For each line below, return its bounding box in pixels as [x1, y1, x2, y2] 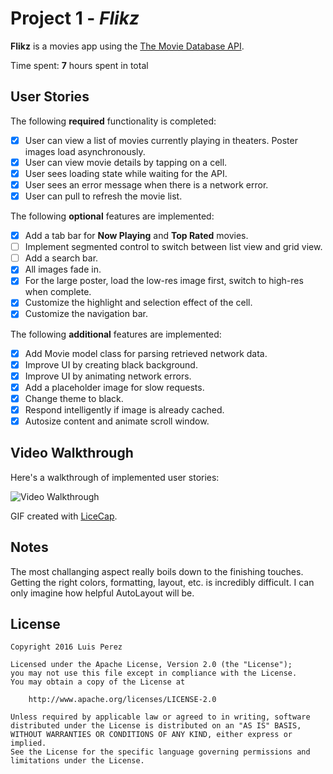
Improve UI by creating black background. [24, 358, 198, 371]
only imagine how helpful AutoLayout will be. [10, 587, 195, 599]
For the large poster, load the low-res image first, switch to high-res [24, 275, 304, 287]
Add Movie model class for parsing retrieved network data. [24, 347, 268, 359]
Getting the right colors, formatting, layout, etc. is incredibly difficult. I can [10, 576, 315, 588]
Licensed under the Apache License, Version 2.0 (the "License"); [10, 660, 293, 670]
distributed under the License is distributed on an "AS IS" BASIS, [10, 721, 302, 731]
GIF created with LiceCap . [10, 510, 118, 522]
